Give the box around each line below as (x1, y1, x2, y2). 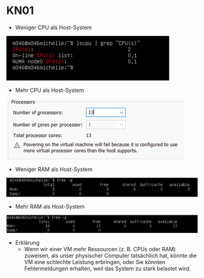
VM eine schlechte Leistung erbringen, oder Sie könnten (24, 259, 166, 266)
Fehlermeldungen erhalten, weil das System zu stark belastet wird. (24, 265, 191, 273)
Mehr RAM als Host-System (15, 203, 85, 210)
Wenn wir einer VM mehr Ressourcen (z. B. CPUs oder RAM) (24, 246, 176, 253)
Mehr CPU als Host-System (15, 86, 84, 94)
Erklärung (15, 239, 40, 246)
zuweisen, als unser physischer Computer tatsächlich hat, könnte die (24, 252, 197, 259)
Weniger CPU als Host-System (15, 24, 92, 31)
